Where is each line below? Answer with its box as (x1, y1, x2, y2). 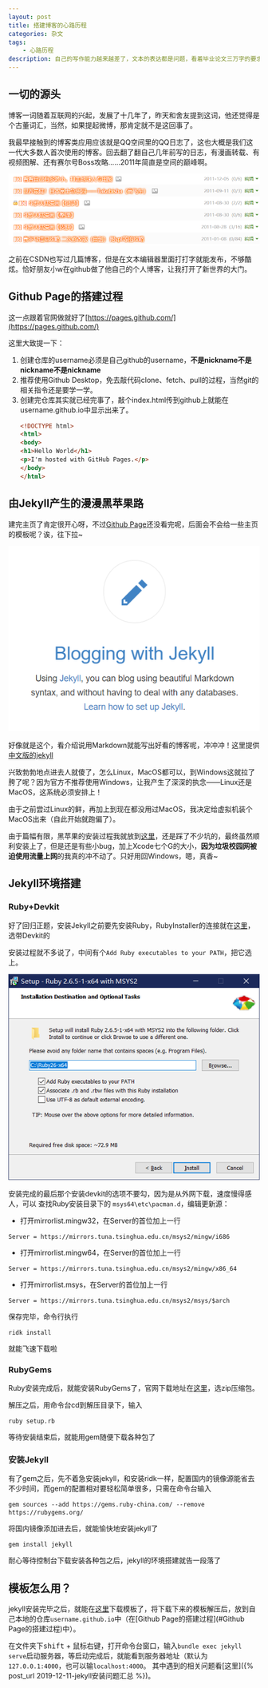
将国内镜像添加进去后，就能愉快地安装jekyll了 (8, 1523, 158, 1534)
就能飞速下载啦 (8, 1344, 57, 1353)
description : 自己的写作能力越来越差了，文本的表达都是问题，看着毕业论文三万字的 (8, 55, 251, 63)
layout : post (8, 13, 52, 21)
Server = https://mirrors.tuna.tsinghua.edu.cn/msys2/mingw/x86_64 (8, 1264, 238, 1272)
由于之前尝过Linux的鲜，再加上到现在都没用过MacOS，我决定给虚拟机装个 (8, 804, 253, 814)
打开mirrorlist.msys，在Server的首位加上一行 (19, 1280, 168, 1289)
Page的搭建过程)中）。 (8, 1624, 81, 1634)
